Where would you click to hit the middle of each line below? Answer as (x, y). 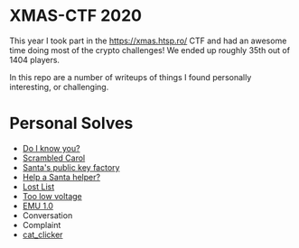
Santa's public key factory (71, 167)
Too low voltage (52, 196)
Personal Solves (71, 124)
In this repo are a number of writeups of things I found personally (131, 77)
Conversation (47, 215)
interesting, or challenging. (59, 87)
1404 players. (35, 60)
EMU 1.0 (38, 206)
